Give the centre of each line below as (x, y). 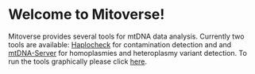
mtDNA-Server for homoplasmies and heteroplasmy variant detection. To (128, 53)
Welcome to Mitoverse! (87, 15)
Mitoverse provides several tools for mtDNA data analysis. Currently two (126, 36)
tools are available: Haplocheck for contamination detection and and (120, 44)
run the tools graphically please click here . (77, 61)
